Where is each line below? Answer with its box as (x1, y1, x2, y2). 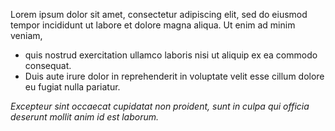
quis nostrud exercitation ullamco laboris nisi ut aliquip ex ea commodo (24, 49, 318, 61)
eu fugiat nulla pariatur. (24, 81, 121, 93)
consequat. (24, 60, 72, 71)
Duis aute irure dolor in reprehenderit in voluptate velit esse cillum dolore (24, 70, 325, 82)
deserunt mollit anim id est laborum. (10, 111, 160, 123)
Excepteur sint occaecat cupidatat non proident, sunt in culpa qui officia (10, 100, 310, 112)
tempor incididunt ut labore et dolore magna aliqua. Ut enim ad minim (10, 19, 296, 31)
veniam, (10, 30, 43, 41)
